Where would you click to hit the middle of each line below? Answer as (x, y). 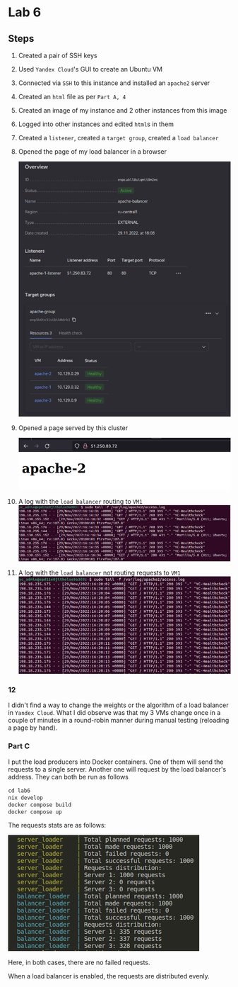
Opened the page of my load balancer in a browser (92, 152)
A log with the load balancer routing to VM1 (81, 501)
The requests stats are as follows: (57, 825)
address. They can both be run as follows (69, 777)
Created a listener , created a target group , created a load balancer (118, 138)
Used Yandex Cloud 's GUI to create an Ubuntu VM (90, 69)
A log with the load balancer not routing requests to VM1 (99, 573)
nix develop (25, 798)
